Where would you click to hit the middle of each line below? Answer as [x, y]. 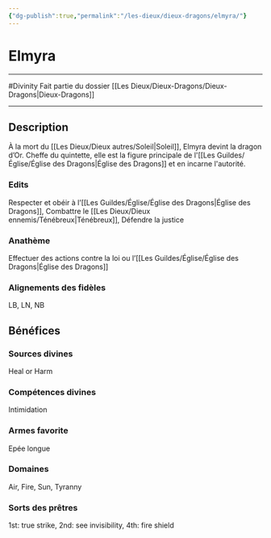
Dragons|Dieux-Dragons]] [52, 95]
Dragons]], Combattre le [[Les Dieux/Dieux [79, 211]
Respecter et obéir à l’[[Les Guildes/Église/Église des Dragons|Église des [130, 202]
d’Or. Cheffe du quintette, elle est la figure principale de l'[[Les [112, 155]
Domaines [29, 469]
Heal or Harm [31, 371]
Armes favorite [38, 431]
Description [38, 127]
